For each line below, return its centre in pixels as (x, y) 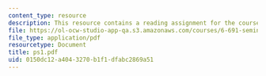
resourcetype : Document (47, 45)
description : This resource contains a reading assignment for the (122, 23)
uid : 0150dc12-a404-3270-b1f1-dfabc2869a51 (81, 60)
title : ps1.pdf (33, 52)
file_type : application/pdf (55, 38)
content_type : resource (47, 15)
